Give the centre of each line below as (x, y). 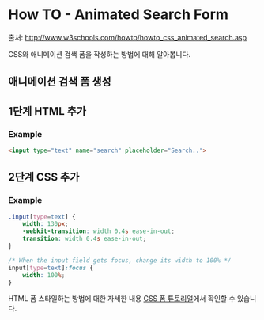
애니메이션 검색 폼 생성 (60, 82)
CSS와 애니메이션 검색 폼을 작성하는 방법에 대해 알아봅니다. (100, 54)
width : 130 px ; (45, 224)
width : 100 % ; (44, 275)
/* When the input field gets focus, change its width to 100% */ (120, 260)
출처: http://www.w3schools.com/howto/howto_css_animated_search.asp (128, 37)
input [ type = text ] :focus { (51, 268)
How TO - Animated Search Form (119, 15)
